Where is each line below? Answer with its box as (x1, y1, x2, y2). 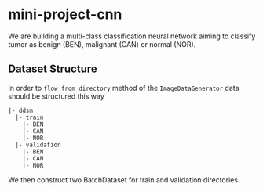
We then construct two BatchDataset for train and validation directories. (8, 175, 240, 185)
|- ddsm (8, 106, 34, 114)
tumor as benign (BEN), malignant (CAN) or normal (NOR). (8, 39, 196, 49)
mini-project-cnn (8, 5, 122, 23)
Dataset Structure (8, 63, 98, 76)
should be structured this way (8, 92, 104, 101)
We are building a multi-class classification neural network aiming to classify (8, 31, 256, 41)
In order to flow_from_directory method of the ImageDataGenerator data (8, 83, 239, 92)
